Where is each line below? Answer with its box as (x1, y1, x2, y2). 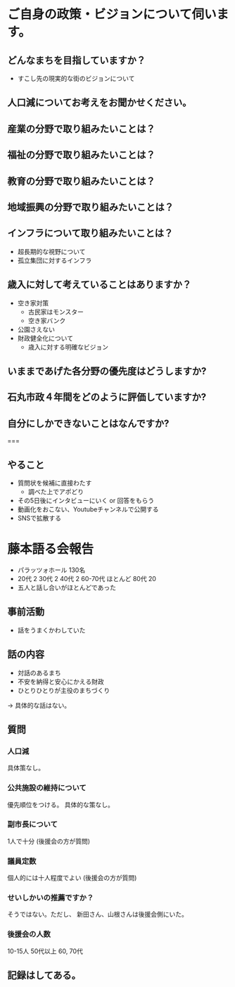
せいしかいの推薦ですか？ (7, 893, 94, 903)
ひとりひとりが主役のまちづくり (17, 686, 110, 694)
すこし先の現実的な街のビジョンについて (17, 75, 135, 82)
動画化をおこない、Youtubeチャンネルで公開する (17, 504, 160, 514)
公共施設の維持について (7, 783, 87, 793)
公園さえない (17, 325, 55, 333)
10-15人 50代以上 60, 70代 (7, 947, 83, 955)
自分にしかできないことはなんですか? (7, 417, 170, 429)
